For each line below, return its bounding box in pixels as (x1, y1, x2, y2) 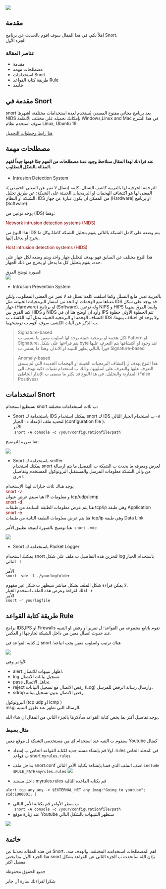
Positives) (17, 376, 39, 382)
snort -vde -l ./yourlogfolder (5, 573, 70, 579)
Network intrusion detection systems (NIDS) (5, 220, 96, 226)
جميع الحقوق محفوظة (5, 869, 46, 875)
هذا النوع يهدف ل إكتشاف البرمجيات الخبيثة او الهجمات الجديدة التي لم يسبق (17, 360, 158, 366)
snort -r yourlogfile (5, 598, 51, 603)
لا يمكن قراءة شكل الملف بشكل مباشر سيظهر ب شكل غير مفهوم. (5, 582, 128, 588)
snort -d (5, 499, 23, 505)
